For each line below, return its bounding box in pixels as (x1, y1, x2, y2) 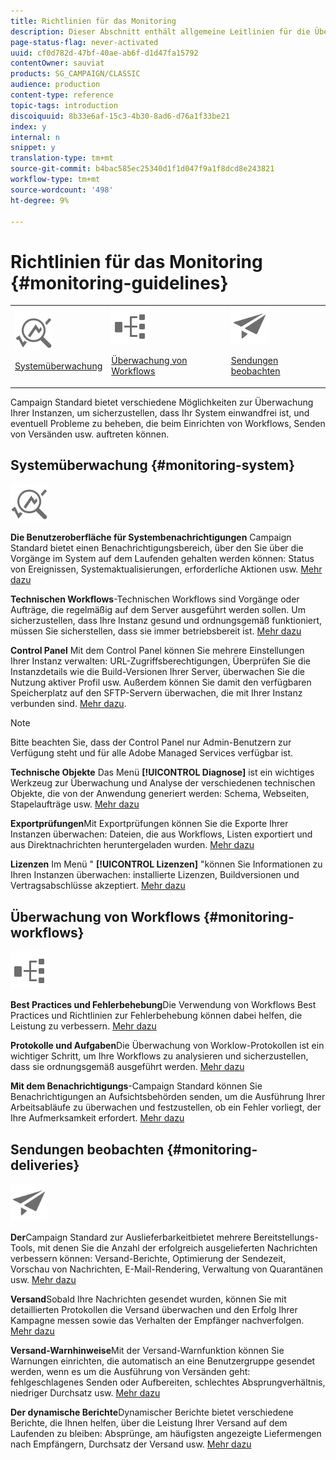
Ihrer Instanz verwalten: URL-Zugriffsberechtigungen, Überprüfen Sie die (10, 655, 311, 667)
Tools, (10, 1242, 36, 1254)
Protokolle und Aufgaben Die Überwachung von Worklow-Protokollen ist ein (10, 1040, 325, 1052)
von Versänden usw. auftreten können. (10, 428, 170, 440)
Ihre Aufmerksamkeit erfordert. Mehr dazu (10, 1112, 185, 1124)
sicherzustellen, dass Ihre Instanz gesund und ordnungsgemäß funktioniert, (10, 615, 323, 627)
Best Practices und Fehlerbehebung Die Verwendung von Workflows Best (10, 999, 317, 1011)
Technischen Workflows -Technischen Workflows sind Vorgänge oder (10, 593, 300, 605)
